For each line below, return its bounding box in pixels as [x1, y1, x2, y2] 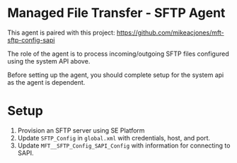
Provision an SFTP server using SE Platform [17, 126, 145, 135]
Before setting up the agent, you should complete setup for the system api [7, 71, 224, 79]
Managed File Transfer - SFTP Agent [7, 5, 226, 21]
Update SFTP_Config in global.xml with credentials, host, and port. [17, 133, 211, 142]
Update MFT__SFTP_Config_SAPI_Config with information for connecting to [17, 141, 231, 150]
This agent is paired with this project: [7, 28, 115, 37]
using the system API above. [7, 56, 91, 65]
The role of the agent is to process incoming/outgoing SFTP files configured [7, 49, 229, 58]
